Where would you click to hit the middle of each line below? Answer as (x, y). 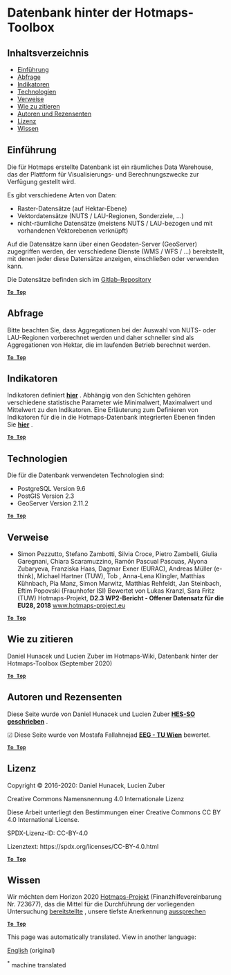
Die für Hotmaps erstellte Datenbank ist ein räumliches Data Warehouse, (110, 167)
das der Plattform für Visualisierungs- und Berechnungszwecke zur (103, 174)
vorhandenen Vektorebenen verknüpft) (73, 231)
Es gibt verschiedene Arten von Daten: (62, 195)
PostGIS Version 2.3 (46, 496)
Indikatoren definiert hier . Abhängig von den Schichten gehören (99, 395)
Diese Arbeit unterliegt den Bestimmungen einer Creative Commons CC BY (114, 812)
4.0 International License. (43, 819)
